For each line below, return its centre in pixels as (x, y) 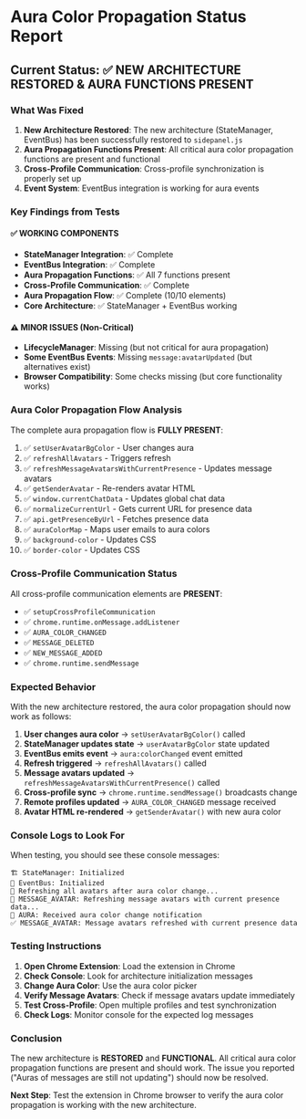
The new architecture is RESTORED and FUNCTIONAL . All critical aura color (153, 1058)
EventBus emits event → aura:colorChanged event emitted (133, 754)
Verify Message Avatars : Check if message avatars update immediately (159, 995)
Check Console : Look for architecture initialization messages (138, 976)
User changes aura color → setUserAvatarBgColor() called (134, 734)
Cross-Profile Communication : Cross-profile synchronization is (144, 168)
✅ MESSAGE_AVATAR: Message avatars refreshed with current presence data (154, 924)
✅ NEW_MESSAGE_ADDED (63, 652)
